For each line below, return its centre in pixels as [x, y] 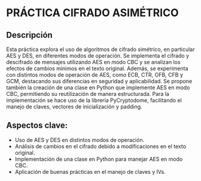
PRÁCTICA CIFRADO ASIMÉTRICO [92, 13]
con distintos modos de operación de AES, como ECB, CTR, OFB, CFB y [95, 75]
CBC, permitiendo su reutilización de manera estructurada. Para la [88, 94]
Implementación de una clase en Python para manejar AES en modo [99, 159]
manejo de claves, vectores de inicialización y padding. [74, 107]
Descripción [29, 35]
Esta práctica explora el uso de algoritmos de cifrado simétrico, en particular [100, 49]
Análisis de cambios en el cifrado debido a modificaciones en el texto [100, 146]
